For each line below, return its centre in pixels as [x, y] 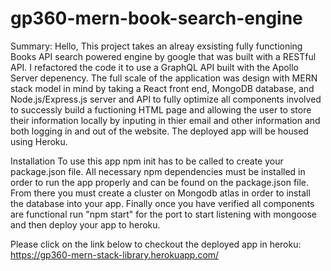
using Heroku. [39, 141]
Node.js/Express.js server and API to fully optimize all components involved [166, 99]
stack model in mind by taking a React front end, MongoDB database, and [162, 88]
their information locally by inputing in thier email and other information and [165, 120]
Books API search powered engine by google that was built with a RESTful [163, 56]
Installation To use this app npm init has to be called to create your [147, 161]
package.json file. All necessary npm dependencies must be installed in [158, 171]
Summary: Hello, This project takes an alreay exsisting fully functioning [156, 46]
